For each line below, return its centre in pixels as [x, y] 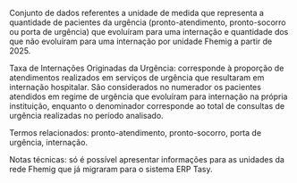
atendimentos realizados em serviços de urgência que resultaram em [137, 78]
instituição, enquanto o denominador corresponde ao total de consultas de [147, 106]
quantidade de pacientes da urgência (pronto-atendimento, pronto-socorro [148, 22]
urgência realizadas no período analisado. [86, 116]
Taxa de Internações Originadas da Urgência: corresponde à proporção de [147, 68]
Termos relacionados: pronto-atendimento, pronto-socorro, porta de [136, 133]
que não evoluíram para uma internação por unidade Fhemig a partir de [141, 41]
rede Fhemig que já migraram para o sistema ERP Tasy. [111, 169]
